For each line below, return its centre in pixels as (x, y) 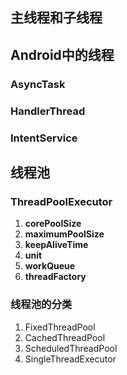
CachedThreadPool (65, 337)
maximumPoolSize (64, 234)
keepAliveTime (56, 245)
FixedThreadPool (60, 327)
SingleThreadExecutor (70, 359)
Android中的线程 (62, 54)
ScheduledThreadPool (71, 348)
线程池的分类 (41, 305)
